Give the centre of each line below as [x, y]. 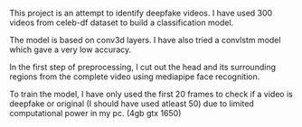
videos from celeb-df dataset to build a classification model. [122, 23]
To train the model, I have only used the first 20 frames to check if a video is [151, 94]
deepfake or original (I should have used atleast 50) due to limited [132, 104]
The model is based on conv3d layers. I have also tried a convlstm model [145, 40]
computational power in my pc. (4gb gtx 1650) [95, 113]
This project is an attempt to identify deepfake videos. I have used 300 [141, 13]
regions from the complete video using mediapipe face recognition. [135, 77]
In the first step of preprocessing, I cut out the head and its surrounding [142, 67]
